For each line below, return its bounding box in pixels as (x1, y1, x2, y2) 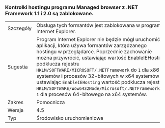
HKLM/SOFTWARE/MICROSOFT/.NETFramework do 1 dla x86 (36, 66, 160, 73)
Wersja (7, 107, 24, 114)
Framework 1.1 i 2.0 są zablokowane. (5, 10, 94, 17)
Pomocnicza (36, 99, 65, 106)
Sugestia (7, 64, 28, 70)
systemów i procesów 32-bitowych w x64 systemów (36, 73, 160, 80)
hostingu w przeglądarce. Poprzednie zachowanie (36, 48, 152, 55)
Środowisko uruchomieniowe (36, 115, 104, 122)
